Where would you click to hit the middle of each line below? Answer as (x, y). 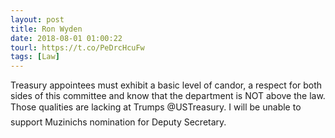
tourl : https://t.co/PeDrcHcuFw (77, 47)
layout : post (37, 19)
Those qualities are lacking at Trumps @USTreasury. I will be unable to (156, 107)
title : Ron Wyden (46, 29)
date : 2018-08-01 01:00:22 (66, 38)
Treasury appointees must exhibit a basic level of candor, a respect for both (166, 85)
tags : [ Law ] (35, 57)
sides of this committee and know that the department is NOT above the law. (168, 96)
